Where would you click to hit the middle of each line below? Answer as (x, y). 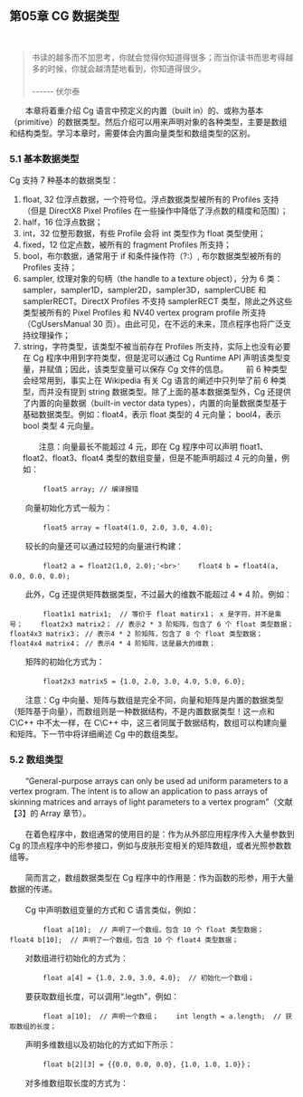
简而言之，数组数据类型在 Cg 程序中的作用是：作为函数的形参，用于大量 (159, 878)
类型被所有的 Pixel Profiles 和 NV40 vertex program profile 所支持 (144, 313)
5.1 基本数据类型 (44, 158)
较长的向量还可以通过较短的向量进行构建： (104, 547)
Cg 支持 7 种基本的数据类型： (64, 180)
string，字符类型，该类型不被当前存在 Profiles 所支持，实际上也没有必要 (156, 347)
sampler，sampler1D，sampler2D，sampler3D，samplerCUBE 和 (144, 290)
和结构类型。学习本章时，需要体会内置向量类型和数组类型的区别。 (132, 133)
